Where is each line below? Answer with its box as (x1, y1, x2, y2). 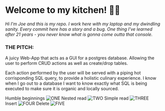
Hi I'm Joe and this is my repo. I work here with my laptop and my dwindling (5, 21, 161, 27)
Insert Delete (5, 101, 50, 107)
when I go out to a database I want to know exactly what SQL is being (5, 80, 148, 86)
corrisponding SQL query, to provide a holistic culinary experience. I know (5, 75, 157, 81)
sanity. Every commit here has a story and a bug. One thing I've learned (5, 26, 153, 32)
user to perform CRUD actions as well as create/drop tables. (5, 60, 128, 66)
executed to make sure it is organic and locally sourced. (5, 86, 119, 92)
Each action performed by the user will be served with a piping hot (5, 70, 141, 76)
